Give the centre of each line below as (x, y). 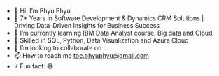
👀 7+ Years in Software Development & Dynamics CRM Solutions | (109, 18)
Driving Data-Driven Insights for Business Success (86, 25)
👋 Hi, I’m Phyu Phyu (42, 11)
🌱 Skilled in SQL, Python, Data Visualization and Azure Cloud (101, 40)
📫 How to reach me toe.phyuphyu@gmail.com (81, 55)
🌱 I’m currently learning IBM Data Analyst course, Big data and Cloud (113, 33)
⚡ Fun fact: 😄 (34, 66)
